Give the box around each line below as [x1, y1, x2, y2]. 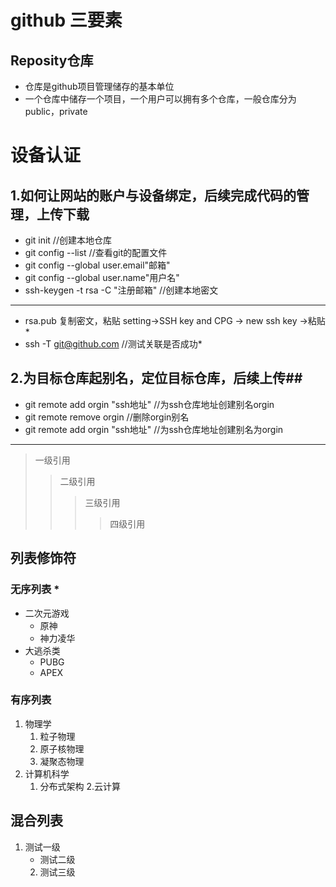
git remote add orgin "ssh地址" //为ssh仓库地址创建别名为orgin [24, 423, 284, 435]
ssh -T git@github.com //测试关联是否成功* [24, 338, 203, 350]
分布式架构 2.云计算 [39, 780, 122, 792]
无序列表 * [10, 582, 60, 596]
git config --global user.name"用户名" [24, 272, 180, 283]
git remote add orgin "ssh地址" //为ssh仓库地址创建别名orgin [24, 398, 275, 410]
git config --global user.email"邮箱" [24, 259, 171, 271]
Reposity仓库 [10, 52, 94, 69]
